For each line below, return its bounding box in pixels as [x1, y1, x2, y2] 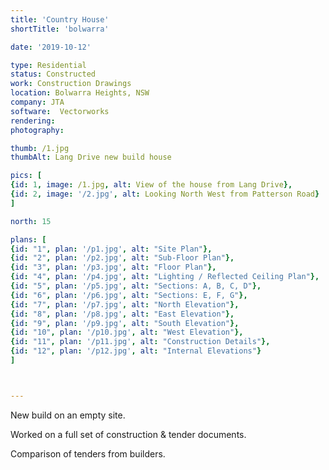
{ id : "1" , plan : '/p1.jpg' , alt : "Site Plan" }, [10, 244, 213, 254]
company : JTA [10, 97, 65, 107]
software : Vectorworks [10, 106, 110, 116]
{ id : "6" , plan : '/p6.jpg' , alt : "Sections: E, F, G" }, [10, 290, 248, 300]
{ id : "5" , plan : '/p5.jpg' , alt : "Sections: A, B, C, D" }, [10, 281, 262, 291]
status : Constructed [10, 69, 97, 80]
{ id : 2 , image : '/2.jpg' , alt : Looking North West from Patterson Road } [10, 189, 320, 199]
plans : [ [10, 234, 47, 245]
